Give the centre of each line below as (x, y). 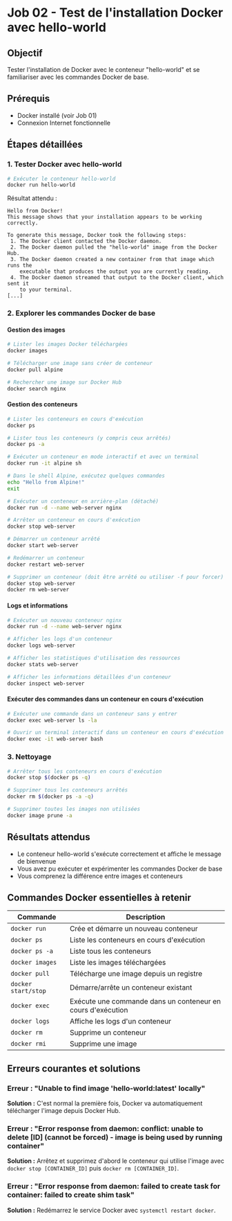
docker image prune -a (40, 815)
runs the (20, 266)
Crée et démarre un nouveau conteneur (134, 929)
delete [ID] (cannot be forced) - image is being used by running (115, 1137)
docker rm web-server (38, 590)
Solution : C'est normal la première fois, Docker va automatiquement (105, 1103)
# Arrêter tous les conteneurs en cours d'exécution (85, 771)
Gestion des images (36, 330)
